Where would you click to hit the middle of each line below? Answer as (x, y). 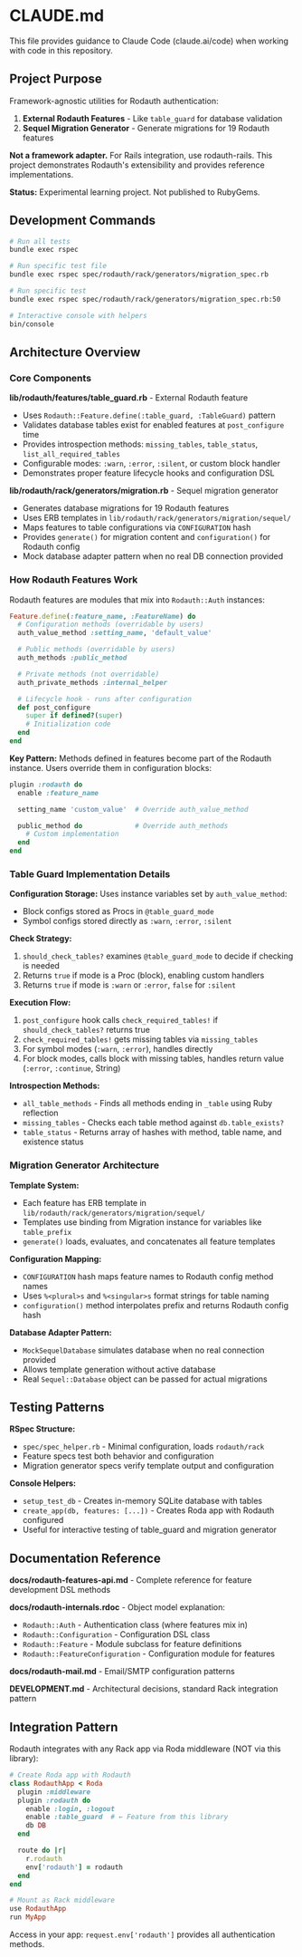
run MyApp (28, 1917)
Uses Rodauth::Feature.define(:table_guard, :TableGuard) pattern (149, 415)
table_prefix (47, 1232)
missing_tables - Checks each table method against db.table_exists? (153, 1123)
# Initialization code (68, 724)
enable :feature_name (58, 793)
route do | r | (42, 1851)
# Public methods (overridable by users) (97, 650)
